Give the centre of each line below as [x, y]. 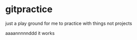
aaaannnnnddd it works [30, 33]
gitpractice [29, 9]
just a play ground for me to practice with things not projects [69, 23]
